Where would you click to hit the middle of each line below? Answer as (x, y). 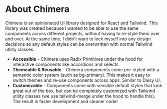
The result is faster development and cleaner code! (65, 101)
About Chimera (37, 9)
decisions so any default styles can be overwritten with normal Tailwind (79, 44)
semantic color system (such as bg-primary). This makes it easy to (81, 75)
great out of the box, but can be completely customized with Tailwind (84, 91)
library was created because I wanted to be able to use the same (72, 28)
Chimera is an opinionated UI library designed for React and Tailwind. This (81, 23)
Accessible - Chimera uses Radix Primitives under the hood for (78, 59)
